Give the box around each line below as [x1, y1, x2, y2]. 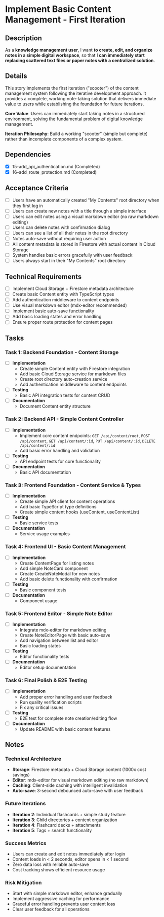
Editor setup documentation [19, 664, 77, 671]
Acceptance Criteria [5, 184, 69, 192]
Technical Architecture [5, 755, 62, 762]
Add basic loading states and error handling [12, 314, 102, 320]
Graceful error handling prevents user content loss [12, 901, 116, 907]
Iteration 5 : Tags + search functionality [12, 827, 92, 833]
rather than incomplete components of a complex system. [5, 136, 123, 142]
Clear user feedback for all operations [12, 906, 90, 912]
